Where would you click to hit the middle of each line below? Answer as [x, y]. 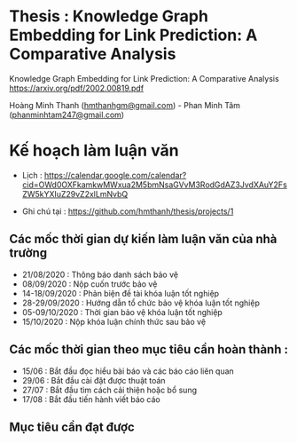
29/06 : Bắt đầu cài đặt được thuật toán [94, 380]
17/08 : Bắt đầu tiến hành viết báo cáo [91, 399]
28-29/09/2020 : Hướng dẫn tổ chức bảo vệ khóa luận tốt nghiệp [141, 303]
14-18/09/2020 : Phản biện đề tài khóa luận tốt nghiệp [121, 293]
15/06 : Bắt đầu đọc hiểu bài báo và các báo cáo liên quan [128, 371]
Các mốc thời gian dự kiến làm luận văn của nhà [143, 239]
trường [28, 253]
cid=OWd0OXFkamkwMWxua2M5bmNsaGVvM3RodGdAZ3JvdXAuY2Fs [155, 185]
